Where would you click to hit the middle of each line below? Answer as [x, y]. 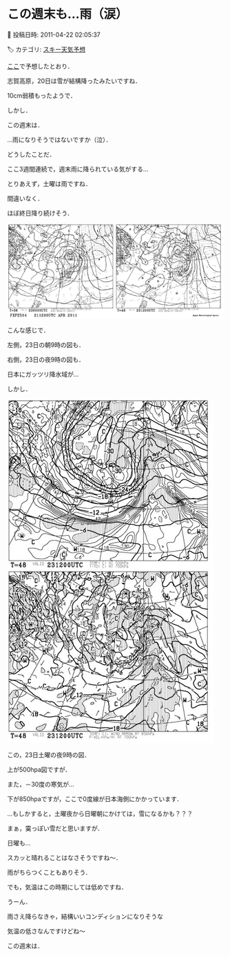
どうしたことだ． [31, 154]
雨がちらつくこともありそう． [49, 872]
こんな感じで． [28, 330]
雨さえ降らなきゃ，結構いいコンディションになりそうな [85, 917]
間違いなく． [25, 198]
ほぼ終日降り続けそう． [40, 213]
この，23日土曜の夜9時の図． [49, 755]
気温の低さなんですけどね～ [46, 931]
